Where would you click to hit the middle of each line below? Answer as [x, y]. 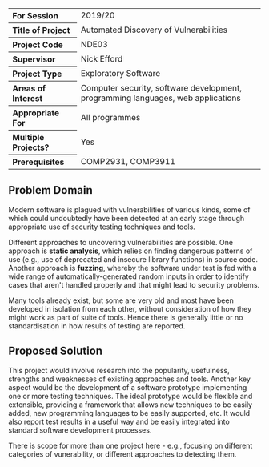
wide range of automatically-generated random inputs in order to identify [129, 276]
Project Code [38, 45]
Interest [28, 98]
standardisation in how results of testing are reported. [97, 326]
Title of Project [41, 30]
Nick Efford [102, 59]
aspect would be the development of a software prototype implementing [128, 387]
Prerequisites [38, 162]
